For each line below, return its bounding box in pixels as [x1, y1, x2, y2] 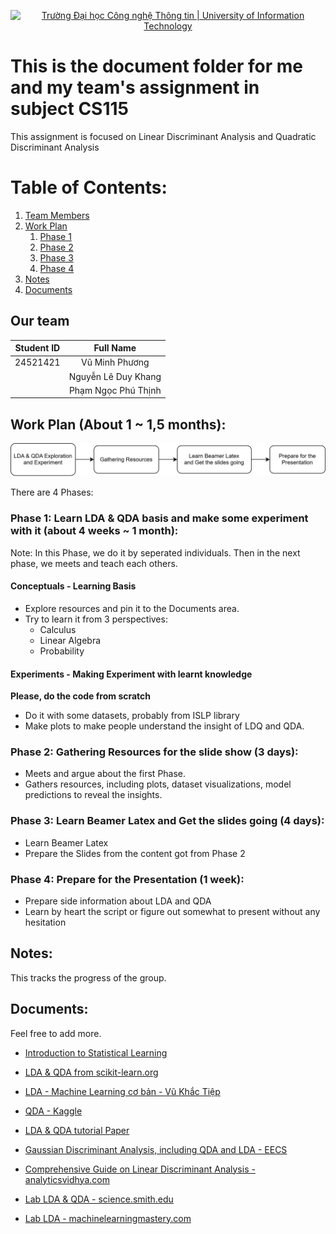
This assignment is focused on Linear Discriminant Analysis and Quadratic [10, 130, 317, 142]
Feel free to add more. [10, 1027, 102, 1039]
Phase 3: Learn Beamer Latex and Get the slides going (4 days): [10, 814, 325, 828]
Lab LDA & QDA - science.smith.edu [24, 1193, 174, 1205]
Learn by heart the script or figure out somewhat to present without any [24, 906, 321, 917]
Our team [10, 313, 70, 330]
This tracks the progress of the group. [10, 971, 167, 984]
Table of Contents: [10, 176, 168, 199]
